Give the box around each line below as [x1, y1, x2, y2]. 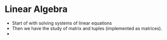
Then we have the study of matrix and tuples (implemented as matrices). [12, 25, 162, 31]
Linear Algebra [5, 3, 68, 15]
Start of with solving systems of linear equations [12, 20, 112, 26]
